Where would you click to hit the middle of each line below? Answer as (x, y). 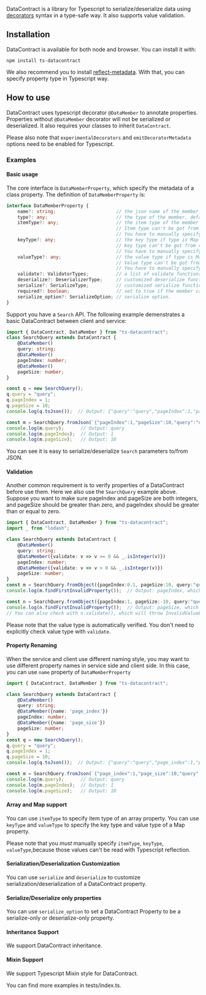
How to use (28, 98)
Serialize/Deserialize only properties (54, 898)
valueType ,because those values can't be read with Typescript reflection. (99, 849)
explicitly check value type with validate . (59, 631)
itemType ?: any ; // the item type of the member (108, 223)
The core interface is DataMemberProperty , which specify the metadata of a (100, 188)
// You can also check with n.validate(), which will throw (85, 613)
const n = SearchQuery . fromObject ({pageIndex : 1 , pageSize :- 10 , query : (98, 602)
